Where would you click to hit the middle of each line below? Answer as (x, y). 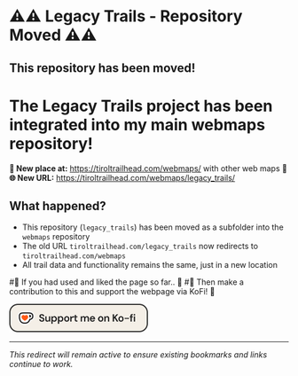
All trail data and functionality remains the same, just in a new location (149, 265)
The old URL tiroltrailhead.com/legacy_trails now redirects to (140, 247)
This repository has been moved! (102, 68)
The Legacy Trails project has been (141, 106)
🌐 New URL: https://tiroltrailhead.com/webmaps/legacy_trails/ (122, 177)
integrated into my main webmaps (137, 125)
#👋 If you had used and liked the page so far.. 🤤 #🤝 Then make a (126, 282)
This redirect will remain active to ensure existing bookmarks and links (138, 354)
